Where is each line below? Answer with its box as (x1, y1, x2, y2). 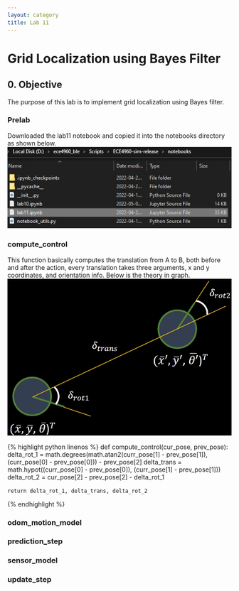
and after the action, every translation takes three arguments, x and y (7, 263, 210, 271)
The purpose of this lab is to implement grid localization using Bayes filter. (7, 97, 225, 106)
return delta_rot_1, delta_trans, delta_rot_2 (7, 487, 148, 494)
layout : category (7, 11, 59, 18)
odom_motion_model (7, 517, 83, 527)
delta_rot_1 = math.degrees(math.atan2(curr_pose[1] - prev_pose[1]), (7, 450, 208, 458)
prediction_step (7, 536, 63, 546)
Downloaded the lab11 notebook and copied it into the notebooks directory (7, 131, 225, 140)
